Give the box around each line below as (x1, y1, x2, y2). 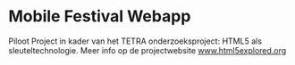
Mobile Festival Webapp (8, 6, 191, 27)
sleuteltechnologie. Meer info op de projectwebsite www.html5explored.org (8, 45, 287, 55)
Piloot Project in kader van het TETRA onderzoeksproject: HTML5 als (8, 36, 263, 46)
